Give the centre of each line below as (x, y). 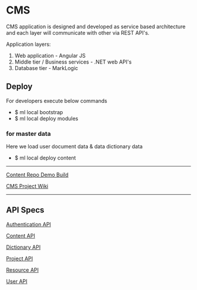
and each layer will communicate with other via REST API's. (78, 32)
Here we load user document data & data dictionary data (74, 146)
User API (17, 281)
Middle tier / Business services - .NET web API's (73, 62)
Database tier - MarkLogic (46, 68)
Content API (21, 235)
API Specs (25, 210)
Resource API (23, 270)
